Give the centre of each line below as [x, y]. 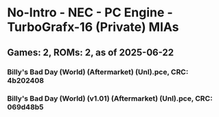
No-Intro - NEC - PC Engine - [90, 13]
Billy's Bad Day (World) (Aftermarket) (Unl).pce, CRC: [98, 72]
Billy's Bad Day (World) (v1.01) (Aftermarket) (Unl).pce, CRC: [110, 99]
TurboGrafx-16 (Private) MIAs [93, 27]
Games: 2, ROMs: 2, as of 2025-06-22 [91, 52]
